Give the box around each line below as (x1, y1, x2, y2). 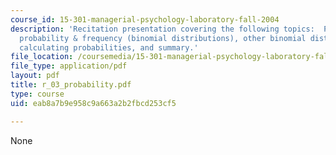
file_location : (10, 52, 74, 62)
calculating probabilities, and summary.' (19, 42, 199, 53)
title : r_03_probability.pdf (10, 80, 132, 90)
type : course (10, 89, 65, 99)
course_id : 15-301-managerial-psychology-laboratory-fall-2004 (10, 14, 280, 25)
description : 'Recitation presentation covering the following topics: (10, 24, 315, 34)
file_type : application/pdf (10, 61, 128, 71)
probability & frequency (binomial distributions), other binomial (19, 33, 307, 43)
